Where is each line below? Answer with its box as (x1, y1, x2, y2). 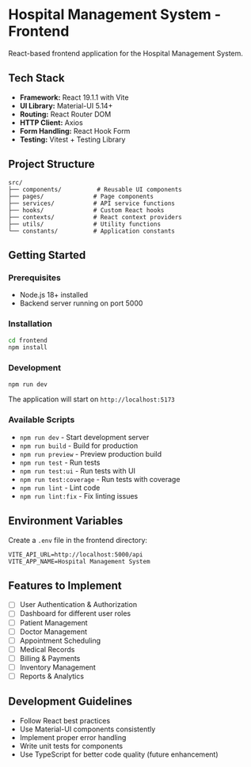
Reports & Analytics (19, 671, 85, 681)
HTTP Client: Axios (19, 117, 83, 127)
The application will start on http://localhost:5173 (8, 394, 176, 404)
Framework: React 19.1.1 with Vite (19, 93, 129, 102)
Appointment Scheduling (19, 636, 101, 645)
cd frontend (8, 336, 48, 344)
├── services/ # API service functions (8, 199, 176, 207)
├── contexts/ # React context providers (8, 213, 182, 221)
